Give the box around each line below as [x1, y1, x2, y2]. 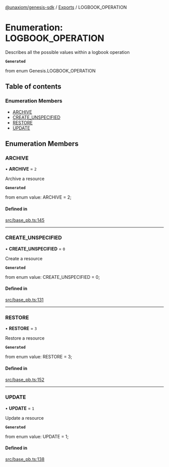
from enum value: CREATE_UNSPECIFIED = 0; [5, 274, 100, 280]
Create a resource [5, 255, 43, 261]
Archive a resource [5, 176, 45, 182]
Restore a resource [5, 335, 45, 341]
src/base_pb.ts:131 [5, 297, 44, 303]
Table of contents [5, 83, 61, 91]
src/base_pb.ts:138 [5, 456, 45, 462]
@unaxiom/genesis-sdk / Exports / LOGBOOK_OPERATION [5, 5, 127, 10]
